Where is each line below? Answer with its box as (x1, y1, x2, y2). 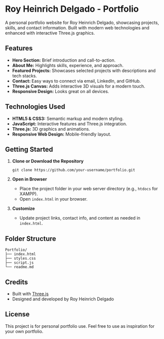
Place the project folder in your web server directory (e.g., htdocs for (19, 186, 158, 192)
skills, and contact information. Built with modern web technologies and (5, 24, 150, 30)
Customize (12, 205, 35, 211)
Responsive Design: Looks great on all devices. (12, 88, 109, 94)
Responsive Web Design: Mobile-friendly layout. (12, 131, 112, 137)
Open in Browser (12, 176, 47, 182)
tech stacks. (12, 72, 37, 79)
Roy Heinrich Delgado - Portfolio (5, 3, 139, 15)
